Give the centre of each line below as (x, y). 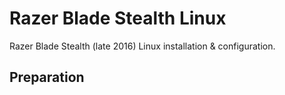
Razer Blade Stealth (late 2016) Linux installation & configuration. (142, 46)
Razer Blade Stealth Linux (118, 18)
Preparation (47, 77)
